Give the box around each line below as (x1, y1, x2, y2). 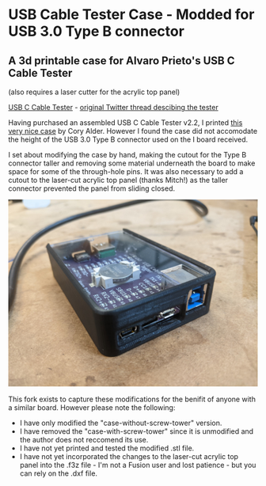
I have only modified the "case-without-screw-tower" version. (19, 418, 222, 427)
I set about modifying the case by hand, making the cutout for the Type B (8, 150, 247, 159)
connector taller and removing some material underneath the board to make (8, 158, 256, 168)
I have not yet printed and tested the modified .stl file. (19, 443, 195, 453)
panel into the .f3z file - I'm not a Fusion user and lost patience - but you (19, 461, 256, 469)
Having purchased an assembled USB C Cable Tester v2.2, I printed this (8, 118, 243, 127)
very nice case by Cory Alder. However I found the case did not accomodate (8, 127, 258, 135)
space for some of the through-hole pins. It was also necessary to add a (8, 167, 244, 176)
